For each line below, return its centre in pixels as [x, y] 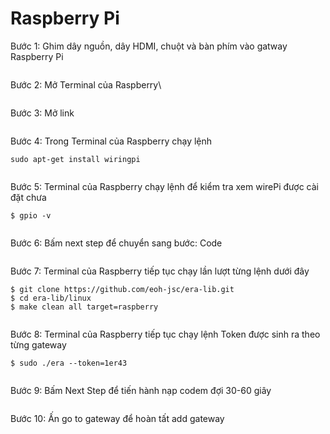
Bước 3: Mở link [42, 113]
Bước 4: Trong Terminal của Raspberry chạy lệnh [111, 141]
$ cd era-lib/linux [51, 298]
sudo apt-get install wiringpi [75, 159]
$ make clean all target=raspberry [84, 307]
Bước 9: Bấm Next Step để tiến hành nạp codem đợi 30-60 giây [141, 390]
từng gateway [38, 344]
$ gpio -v [31, 215]
